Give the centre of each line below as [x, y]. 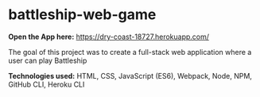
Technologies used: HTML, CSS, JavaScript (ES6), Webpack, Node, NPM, [130, 76]
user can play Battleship [48, 60]
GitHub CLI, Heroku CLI [47, 84]
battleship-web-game [82, 15]
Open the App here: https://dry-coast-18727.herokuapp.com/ [109, 37]
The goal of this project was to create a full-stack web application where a [130, 52]
